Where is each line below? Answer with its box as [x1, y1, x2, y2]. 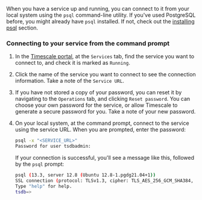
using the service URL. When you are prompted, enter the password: [14, 126, 186, 133]
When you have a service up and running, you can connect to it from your [6, 5, 190, 12]
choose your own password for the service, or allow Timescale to [14, 102, 178, 109]
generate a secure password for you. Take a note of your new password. [14, 108, 196, 115]
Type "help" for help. [14, 183, 72, 189]
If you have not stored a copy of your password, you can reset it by [14, 89, 182, 96]
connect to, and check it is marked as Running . [14, 59, 131, 67]
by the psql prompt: [14, 160, 65, 168]
